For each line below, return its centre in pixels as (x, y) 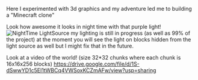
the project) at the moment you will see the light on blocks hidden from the (99, 39)
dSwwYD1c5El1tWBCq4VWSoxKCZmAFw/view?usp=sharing (81, 70)
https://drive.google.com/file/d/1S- (96, 64)
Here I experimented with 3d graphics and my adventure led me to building (99, 9)
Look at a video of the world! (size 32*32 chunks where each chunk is (94, 57)
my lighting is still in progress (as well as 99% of (131, 33)
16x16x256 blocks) (29, 64)
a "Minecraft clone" (30, 15)
